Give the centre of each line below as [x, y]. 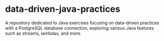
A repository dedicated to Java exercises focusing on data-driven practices [82, 23]
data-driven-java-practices [63, 9]
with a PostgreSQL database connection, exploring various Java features [80, 28]
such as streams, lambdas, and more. [43, 33]
